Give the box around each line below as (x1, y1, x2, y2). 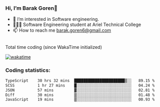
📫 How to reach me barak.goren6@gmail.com (12, 28, 111, 34)
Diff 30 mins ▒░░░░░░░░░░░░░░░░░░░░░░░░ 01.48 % (5, 92, 155, 97)
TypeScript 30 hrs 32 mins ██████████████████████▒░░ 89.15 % (5, 78, 155, 83)
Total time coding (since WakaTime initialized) (5, 44, 103, 50)
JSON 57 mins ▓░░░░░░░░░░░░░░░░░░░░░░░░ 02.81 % (5, 88, 155, 93)
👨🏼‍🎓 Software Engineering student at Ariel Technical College (12, 21, 142, 28)
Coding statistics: (5, 66, 51, 73)
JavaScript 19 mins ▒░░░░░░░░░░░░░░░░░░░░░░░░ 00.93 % (5, 97, 155, 102)
